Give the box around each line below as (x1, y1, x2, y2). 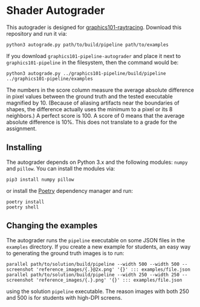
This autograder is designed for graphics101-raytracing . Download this (6, 24, 182, 31)
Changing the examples (6, 221, 98, 231)
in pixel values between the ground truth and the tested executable (6, 92, 173, 100)
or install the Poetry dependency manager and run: (6, 187, 134, 194)
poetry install (6, 199, 45, 205)
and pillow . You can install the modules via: (6, 164, 115, 172)
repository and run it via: (6, 30, 68, 37)
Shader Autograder (6, 4, 105, 18)
